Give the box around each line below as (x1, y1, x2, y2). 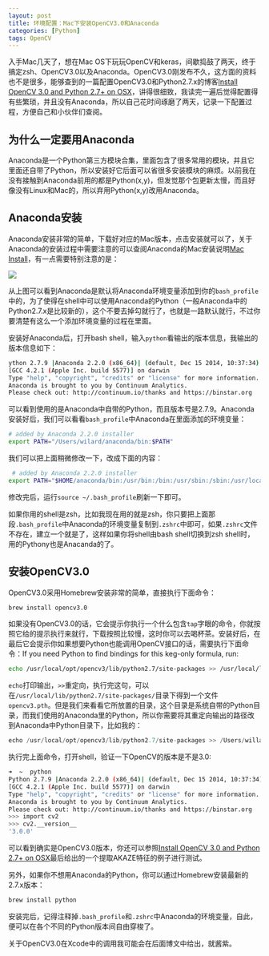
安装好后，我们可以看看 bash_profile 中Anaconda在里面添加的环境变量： (8, 414, 247, 424)
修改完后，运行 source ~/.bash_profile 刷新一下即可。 (8, 492, 186, 501)
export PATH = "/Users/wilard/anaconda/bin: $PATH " (8, 438, 174, 446)
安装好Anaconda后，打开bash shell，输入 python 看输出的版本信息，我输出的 (8, 333, 259, 343)
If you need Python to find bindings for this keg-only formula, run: (22, 649, 239, 659)
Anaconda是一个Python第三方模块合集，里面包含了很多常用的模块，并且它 (8, 155, 255, 165)
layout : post (8, 11, 52, 20)
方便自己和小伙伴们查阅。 (22, 107, 106, 117)
